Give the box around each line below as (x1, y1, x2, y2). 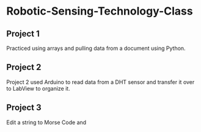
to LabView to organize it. (6, 85, 70, 92)
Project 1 (6, 29, 40, 39)
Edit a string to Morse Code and (6, 119, 87, 126)
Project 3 (6, 102, 42, 113)
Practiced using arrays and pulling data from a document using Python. (6, 44, 186, 52)
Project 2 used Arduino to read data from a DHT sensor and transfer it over (6, 78, 195, 86)
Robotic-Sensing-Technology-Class (6, 4, 194, 18)
